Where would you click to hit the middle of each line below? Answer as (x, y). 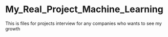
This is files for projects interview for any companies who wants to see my (84, 23)
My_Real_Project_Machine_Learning (85, 9)
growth (13, 28)
